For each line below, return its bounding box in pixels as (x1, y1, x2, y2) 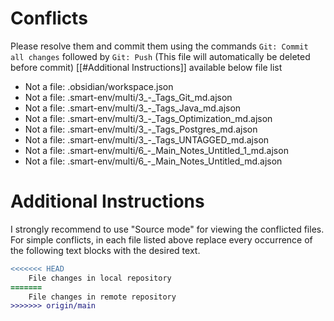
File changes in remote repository (28, 292, 177, 302)
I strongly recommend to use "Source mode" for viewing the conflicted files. (10, 223, 325, 235)
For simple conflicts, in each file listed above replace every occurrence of (10, 233, 313, 246)
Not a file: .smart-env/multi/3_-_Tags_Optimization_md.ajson (24, 112, 273, 124)
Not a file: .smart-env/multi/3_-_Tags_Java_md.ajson (24, 102, 242, 114)
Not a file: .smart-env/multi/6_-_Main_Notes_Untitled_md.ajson (24, 155, 283, 167)
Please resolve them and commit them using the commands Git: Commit (10, 40, 309, 52)
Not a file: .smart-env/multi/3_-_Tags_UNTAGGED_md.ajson (24, 133, 270, 146)
